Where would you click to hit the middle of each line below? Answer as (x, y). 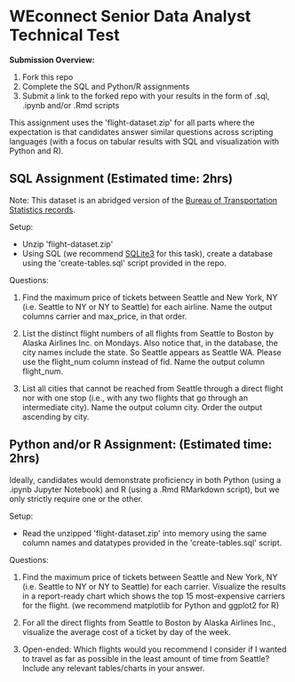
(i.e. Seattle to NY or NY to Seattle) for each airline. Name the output (147, 306)
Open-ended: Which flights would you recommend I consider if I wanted (154, 649)
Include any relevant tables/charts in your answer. (113, 668)
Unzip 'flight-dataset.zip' (68, 244)
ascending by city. (56, 416)
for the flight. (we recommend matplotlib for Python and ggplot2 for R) (151, 605)
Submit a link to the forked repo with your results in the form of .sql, (146, 96)
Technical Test (64, 35)
